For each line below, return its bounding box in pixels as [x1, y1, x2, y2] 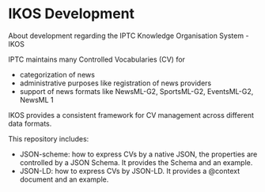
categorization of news [19, 70, 95, 79]
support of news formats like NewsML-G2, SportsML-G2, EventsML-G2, [19, 86, 254, 96]
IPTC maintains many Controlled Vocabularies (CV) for [8, 55, 186, 64]
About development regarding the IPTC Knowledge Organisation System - [8, 31, 249, 40]
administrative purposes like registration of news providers [19, 78, 212, 88]
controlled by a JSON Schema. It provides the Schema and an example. [19, 157, 253, 167]
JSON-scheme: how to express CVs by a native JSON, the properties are [19, 149, 258, 159]
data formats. [8, 119, 52, 128]
